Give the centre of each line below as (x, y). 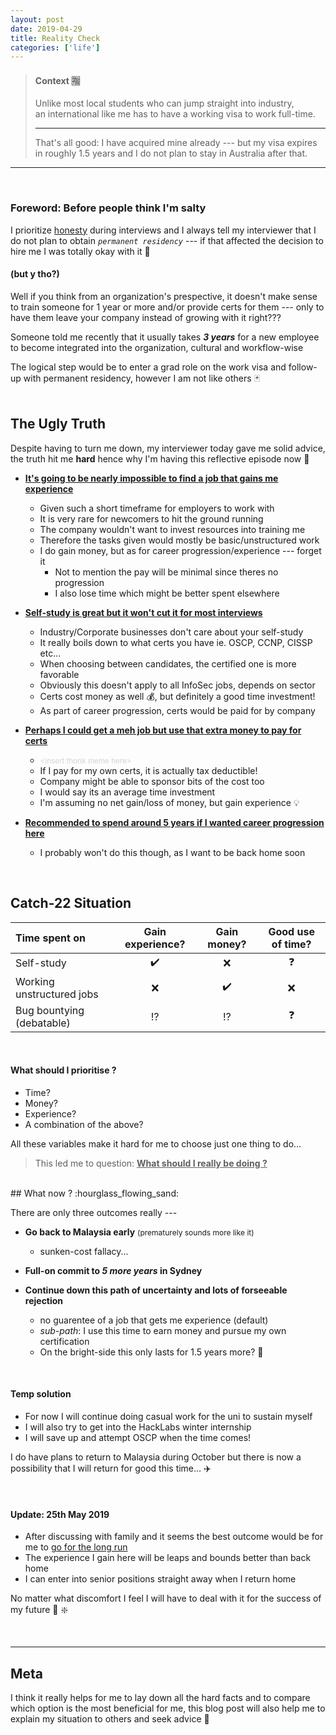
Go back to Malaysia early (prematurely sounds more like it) (139, 1232)
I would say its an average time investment (127, 792)
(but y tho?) (35, 274)
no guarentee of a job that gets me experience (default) (154, 1320)
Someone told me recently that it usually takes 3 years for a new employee (165, 337)
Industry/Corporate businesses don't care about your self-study (171, 632)
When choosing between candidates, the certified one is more (168, 663)
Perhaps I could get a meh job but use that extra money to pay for (163, 730)
